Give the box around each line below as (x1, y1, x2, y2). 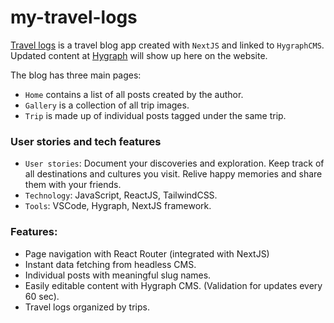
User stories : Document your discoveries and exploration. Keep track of (24, 157, 325, 170)
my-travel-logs (10, 6, 138, 29)
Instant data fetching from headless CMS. (24, 258, 197, 270)
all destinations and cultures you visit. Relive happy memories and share (24, 168, 323, 180)
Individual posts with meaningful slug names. (24, 269, 212, 281)
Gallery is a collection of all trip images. (24, 99, 190, 111)
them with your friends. (24, 179, 122, 191)
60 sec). (24, 290, 60, 302)
